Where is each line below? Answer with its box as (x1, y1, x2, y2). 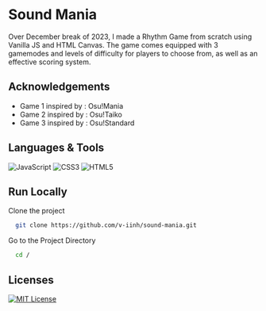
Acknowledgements (8, 80, 110, 94)
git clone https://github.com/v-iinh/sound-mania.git (15, 221, 197, 229)
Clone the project (8, 206, 65, 216)
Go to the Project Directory (8, 236, 96, 245)
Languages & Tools (8, 141, 105, 155)
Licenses (8, 273, 54, 286)
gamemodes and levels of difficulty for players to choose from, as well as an (8, 48, 258, 58)
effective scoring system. (8, 57, 91, 67)
